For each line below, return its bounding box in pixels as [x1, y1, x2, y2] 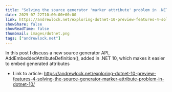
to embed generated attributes [5, 60, 70, 67]
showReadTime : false [5, 26, 50, 32]
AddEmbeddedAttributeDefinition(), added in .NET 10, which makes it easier [5, 55, 165, 61]
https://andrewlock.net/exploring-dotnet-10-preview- [44, 70, 157, 76]
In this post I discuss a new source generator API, [5, 49, 110, 56]
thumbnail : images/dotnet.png [5, 31, 70, 36]
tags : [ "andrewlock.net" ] [5, 36, 60, 41]
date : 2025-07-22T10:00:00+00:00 [5, 12, 77, 17]
